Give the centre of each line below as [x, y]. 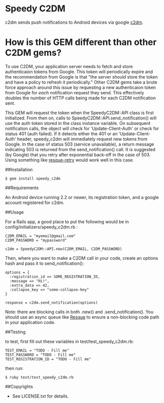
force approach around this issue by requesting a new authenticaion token [81, 87]
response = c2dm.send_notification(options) [51, 302]
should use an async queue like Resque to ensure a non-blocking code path [82, 317]
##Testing [16, 332]
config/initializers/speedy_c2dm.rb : [41, 227]
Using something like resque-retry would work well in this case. [69, 160]
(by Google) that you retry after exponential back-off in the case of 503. [78, 155]
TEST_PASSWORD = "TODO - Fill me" [41, 355]
